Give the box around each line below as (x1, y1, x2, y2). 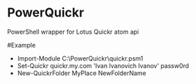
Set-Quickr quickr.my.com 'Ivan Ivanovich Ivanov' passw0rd (17, 61, 189, 70)
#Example (7, 41, 36, 49)
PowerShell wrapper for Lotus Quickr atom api (7, 28, 139, 36)
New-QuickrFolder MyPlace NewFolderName (17, 69, 147, 77)
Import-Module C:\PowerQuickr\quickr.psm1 (17, 54, 143, 63)
